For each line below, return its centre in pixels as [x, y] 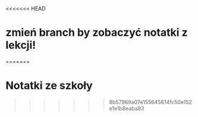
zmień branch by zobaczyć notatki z [97, 33]
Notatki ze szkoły [49, 86]
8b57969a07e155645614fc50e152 [151, 102]
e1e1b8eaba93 [127, 108]
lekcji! [21, 45]
